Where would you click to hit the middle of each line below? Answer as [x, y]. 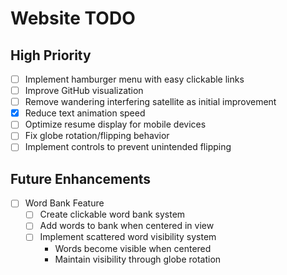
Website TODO [73, 18]
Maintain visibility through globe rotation [138, 259]
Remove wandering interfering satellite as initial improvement [150, 102]
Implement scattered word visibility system [128, 237]
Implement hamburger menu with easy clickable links [134, 79]
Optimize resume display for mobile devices [115, 124]
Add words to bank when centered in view [127, 226]
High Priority [51, 55]
